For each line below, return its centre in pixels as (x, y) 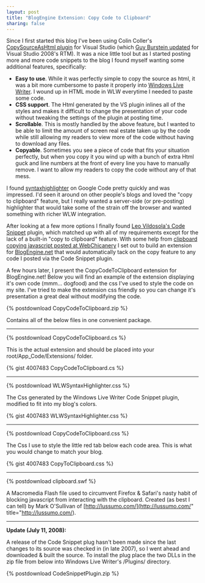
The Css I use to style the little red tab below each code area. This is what (99, 445)
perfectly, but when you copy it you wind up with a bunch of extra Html (104, 157)
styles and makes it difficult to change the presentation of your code (101, 111)
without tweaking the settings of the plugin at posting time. (89, 118)
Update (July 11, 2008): (36, 530)
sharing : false (26, 23)
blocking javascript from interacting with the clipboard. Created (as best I (98, 500)
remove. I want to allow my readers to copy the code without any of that (106, 170)
